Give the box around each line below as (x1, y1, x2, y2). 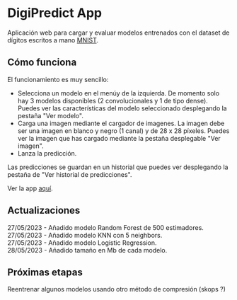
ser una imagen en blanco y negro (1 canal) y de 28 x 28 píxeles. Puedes (17, 126, 230, 135)
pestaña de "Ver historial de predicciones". (7, 170, 132, 178)
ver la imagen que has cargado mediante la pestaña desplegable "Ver (17, 134, 221, 142)
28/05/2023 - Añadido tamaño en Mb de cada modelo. (7, 246, 168, 254)
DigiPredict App (7, 5, 103, 21)
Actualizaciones (7, 204, 81, 217)
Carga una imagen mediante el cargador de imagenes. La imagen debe (17, 119, 225, 127)
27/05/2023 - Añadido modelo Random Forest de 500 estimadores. (7, 223, 204, 231)
